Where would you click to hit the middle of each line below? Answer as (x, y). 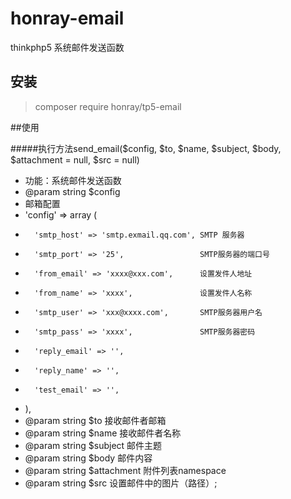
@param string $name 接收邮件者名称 (103, 433)
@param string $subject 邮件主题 (93, 445)
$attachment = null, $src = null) (75, 159)
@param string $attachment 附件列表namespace (125, 470)
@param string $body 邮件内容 (88, 458)
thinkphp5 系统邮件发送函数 (67, 47)
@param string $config (72, 191)
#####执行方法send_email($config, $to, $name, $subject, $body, (146, 148)
